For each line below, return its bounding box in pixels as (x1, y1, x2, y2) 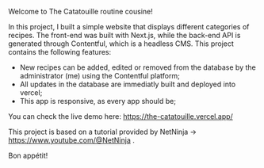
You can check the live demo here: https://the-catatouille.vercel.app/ (8, 112, 234, 121)
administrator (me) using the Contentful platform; (19, 71, 180, 80)
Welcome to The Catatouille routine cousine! (8, 7, 153, 16)
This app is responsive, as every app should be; (19, 97, 177, 105)
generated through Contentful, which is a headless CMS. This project (8, 39, 234, 48)
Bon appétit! (8, 151, 48, 160)
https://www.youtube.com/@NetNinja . (8, 136, 135, 145)
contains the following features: (8, 48, 112, 56)
